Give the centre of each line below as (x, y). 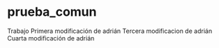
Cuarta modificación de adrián (51, 38)
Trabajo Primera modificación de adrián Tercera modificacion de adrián (110, 31)
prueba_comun (52, 12)
